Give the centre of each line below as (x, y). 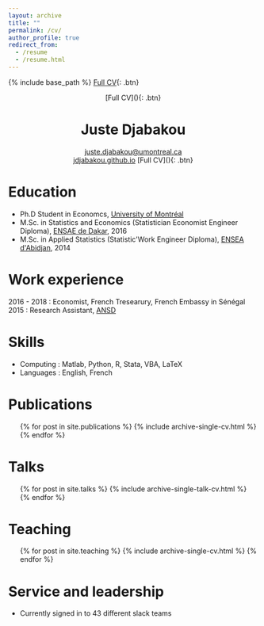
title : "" (25, 23)
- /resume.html (40, 60)
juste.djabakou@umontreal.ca (133, 151)
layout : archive (35, 15)
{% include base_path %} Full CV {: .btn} (74, 82)
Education (42, 192)
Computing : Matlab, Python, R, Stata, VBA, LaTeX (101, 364)
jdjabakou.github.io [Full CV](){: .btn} (133, 160)
